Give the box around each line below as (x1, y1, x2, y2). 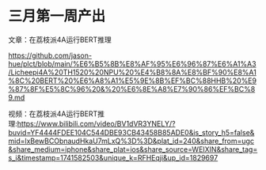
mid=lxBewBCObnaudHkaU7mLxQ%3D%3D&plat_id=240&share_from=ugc (8, 136, 255, 145)
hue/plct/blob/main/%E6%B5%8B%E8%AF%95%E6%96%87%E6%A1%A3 (8, 59, 256, 68)
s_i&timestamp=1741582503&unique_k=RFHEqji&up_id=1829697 (8, 153, 218, 162)
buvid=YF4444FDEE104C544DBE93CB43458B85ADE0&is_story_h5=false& (8, 127, 255, 137)
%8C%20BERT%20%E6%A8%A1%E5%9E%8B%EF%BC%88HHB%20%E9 (8, 76, 257, 85)
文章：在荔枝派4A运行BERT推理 (8, 35, 112, 44)
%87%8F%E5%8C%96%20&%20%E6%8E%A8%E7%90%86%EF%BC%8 (8, 84, 256, 93)
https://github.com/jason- (8, 51, 93, 60)
